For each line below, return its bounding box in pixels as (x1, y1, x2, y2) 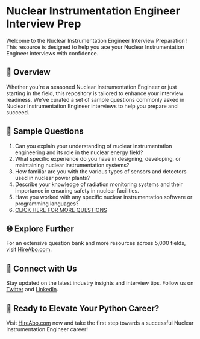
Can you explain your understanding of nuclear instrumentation (14, 142, 173, 149)
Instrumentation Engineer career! (6, 326, 89, 332)
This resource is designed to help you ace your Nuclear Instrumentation (6, 43, 184, 51)
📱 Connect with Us (6, 263, 77, 273)
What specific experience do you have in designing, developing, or (14, 155, 181, 162)
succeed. (6, 108, 30, 116)
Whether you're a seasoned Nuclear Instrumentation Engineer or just (6, 83, 177, 90)
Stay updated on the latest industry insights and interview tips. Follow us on (6, 279, 194, 287)
